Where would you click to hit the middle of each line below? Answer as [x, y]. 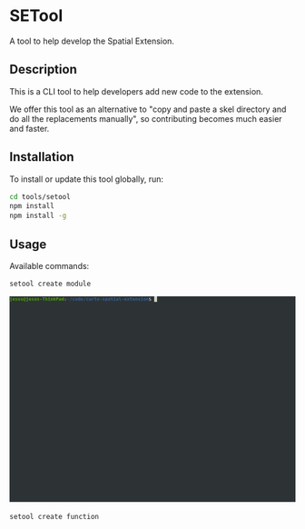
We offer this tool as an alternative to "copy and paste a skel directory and [148, 109]
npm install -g [38, 216]
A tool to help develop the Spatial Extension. [92, 41]
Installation [42, 157]
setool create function [54, 517]
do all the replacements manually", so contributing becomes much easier [146, 118]
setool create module [50, 284]
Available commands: [49, 266]
